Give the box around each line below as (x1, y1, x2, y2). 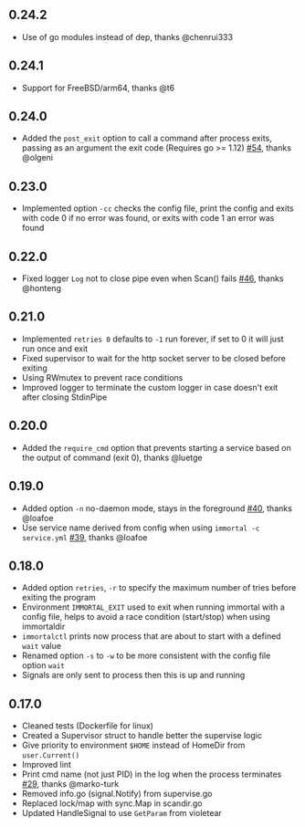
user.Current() (21, 751, 80, 760)
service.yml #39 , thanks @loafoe (21, 531, 148, 542)
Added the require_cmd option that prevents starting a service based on (21, 442, 291, 453)
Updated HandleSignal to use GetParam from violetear (21, 808, 223, 819)
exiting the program (21, 592, 97, 603)
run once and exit (21, 342, 89, 354)
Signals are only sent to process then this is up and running (21, 670, 246, 681)
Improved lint (21, 759, 72, 770)
